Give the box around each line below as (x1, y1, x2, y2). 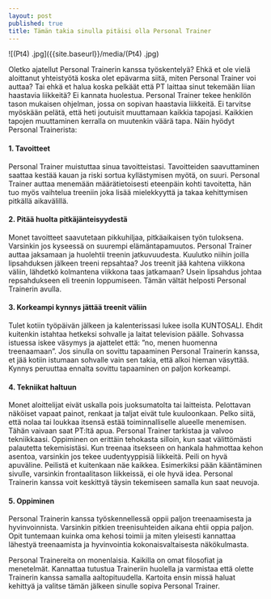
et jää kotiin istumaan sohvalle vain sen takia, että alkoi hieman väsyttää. (8, 355, 249, 364)
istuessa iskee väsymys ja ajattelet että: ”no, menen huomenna (8, 338, 218, 347)
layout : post (8, 11, 53, 20)
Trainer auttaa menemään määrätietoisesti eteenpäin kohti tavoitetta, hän (8, 179, 252, 189)
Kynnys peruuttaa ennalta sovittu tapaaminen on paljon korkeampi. (8, 363, 231, 373)
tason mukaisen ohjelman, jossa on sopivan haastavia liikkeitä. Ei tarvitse (8, 99, 252, 109)
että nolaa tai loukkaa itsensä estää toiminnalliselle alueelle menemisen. (8, 418, 247, 427)
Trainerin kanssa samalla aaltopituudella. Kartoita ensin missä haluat (8, 572, 236, 583)
